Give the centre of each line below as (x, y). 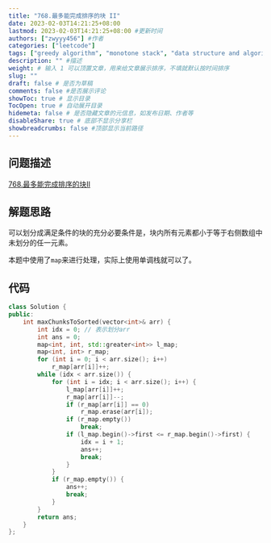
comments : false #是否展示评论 (57, 91)
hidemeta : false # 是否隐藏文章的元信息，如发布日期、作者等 (101, 114)
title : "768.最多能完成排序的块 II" (65, 16)
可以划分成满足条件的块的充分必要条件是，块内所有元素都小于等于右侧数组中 (135, 233)
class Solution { (38, 307)
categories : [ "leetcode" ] (52, 46)
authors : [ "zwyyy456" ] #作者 (56, 38)
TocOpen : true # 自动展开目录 (55, 106)
